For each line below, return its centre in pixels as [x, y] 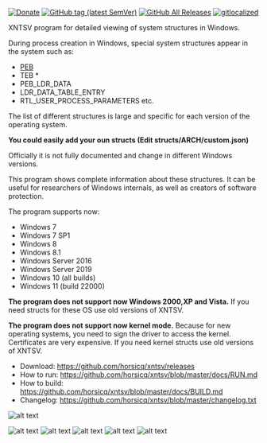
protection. [26, 196]
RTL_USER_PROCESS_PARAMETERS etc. [87, 101]
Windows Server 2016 [56, 261]
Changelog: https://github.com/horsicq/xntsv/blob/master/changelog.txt [138, 400]
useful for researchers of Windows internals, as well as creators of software [132, 188]
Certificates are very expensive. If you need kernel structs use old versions [131, 342]
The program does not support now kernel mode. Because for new [120, 325]
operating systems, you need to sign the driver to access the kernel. [120, 334]
